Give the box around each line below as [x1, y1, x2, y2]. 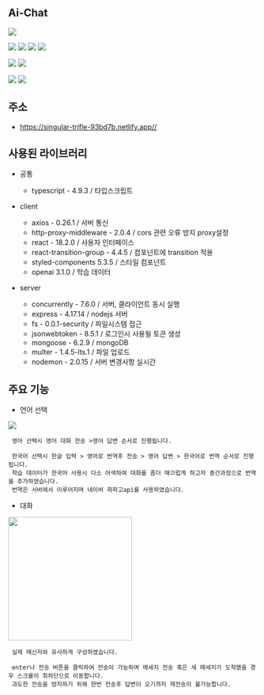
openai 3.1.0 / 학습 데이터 [31, 268, 111, 277]
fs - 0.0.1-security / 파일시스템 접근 [31, 319, 142, 329]
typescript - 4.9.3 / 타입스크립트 [31, 186, 134, 196]
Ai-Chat [8, 6, 48, 20]
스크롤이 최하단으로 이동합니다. [17, 672, 104, 680]
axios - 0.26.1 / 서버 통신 [31, 218, 109, 227]
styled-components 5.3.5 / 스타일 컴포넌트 [31, 257, 167, 267]
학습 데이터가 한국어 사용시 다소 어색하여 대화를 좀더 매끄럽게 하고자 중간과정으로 [11, 469, 243, 477]
